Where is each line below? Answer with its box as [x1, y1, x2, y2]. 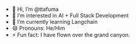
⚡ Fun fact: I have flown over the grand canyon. [11, 32, 131, 38]
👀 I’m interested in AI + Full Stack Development [11, 12, 129, 19]
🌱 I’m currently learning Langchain [11, 18, 98, 25]
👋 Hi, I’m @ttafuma [11, 6, 59, 12]
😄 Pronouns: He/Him [11, 24, 65, 32]
